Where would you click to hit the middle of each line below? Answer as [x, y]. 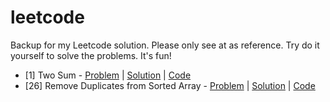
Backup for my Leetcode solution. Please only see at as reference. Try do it [165, 45]
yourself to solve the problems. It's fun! [91, 55]
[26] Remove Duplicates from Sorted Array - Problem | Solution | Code [170, 85]
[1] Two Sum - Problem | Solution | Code [108, 75]
